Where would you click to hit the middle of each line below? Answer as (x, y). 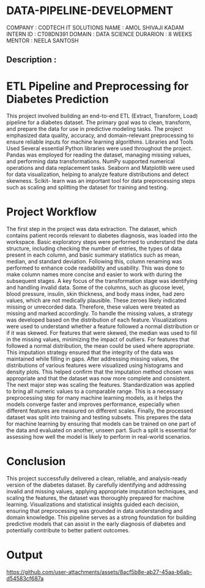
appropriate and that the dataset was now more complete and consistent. (99, 378)
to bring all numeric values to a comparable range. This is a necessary (95, 391)
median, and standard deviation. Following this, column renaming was (94, 262)
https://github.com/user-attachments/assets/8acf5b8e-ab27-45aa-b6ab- (99, 572)
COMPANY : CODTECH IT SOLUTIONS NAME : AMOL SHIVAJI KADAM (95, 28)
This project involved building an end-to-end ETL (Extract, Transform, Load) (102, 116)
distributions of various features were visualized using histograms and (95, 366)
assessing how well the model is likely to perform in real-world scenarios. (99, 437)
